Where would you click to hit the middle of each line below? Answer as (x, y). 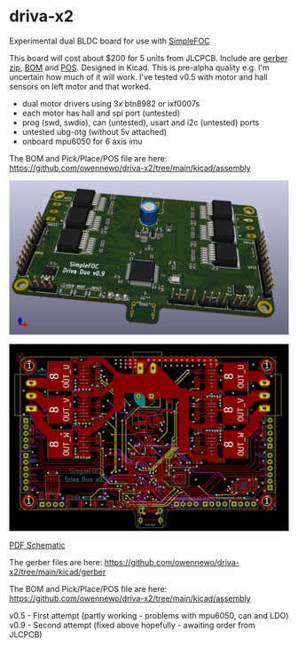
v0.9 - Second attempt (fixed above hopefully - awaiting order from (132, 625)
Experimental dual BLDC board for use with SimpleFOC (110, 41)
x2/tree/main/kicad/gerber (58, 572)
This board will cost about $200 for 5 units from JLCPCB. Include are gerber (149, 58)
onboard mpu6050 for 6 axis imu (82, 141)
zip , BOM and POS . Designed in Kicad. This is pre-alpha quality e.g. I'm (140, 67)
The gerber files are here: (56, 563)
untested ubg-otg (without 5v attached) (94, 131)
